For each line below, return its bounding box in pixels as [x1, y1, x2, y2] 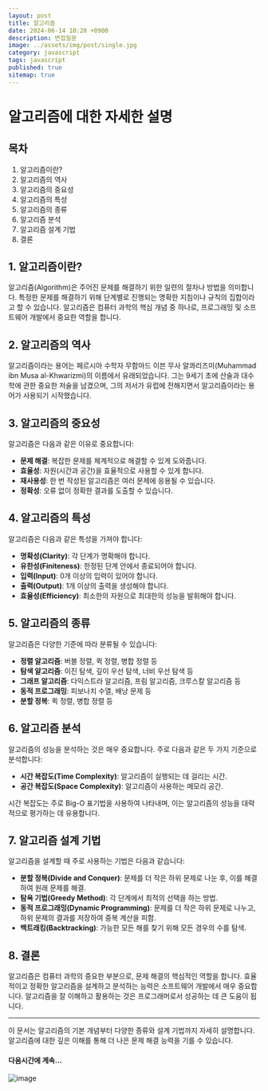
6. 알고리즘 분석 [8, 722, 81, 735]
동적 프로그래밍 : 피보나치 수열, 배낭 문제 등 [19, 686, 152, 695]
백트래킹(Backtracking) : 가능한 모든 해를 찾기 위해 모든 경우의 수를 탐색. [19, 923, 247, 933]
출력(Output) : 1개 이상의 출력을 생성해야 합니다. [19, 581, 169, 590]
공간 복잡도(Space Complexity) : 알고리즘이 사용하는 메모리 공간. [19, 781, 223, 790]
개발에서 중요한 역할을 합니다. [29, 313, 121, 322]
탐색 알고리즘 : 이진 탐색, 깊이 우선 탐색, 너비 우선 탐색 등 [19, 666, 194, 675]
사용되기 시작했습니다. [22, 391, 92, 400]
